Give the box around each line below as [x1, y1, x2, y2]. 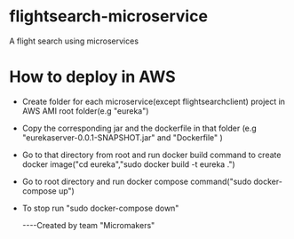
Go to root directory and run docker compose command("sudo [21, 176, 252, 187]
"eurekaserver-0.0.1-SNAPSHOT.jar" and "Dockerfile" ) [21, 131, 224, 143]
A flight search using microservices [9, 36, 139, 46]
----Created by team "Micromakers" [21, 219, 155, 230]
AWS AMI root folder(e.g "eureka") [21, 105, 149, 116]
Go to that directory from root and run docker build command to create [21, 149, 282, 160]
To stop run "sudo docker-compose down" [21, 203, 179, 213]
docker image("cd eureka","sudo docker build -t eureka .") [21, 158, 235, 170]
